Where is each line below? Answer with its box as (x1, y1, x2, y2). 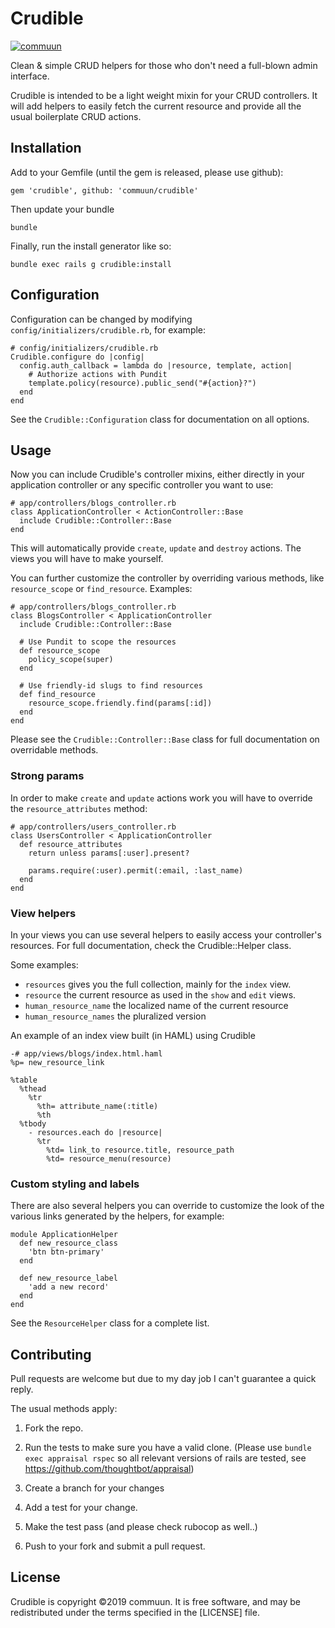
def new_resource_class (19, 1238, 118, 1249)
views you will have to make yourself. (10, 553, 164, 565)
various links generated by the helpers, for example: (10, 1210, 225, 1222)
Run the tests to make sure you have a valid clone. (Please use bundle (24, 1442, 312, 1454)
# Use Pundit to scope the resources (19, 637, 177, 647)
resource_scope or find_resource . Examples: (10, 583, 193, 595)
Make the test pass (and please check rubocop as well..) (24, 1521, 258, 1533)
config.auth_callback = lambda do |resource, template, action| (19, 360, 293, 371)
